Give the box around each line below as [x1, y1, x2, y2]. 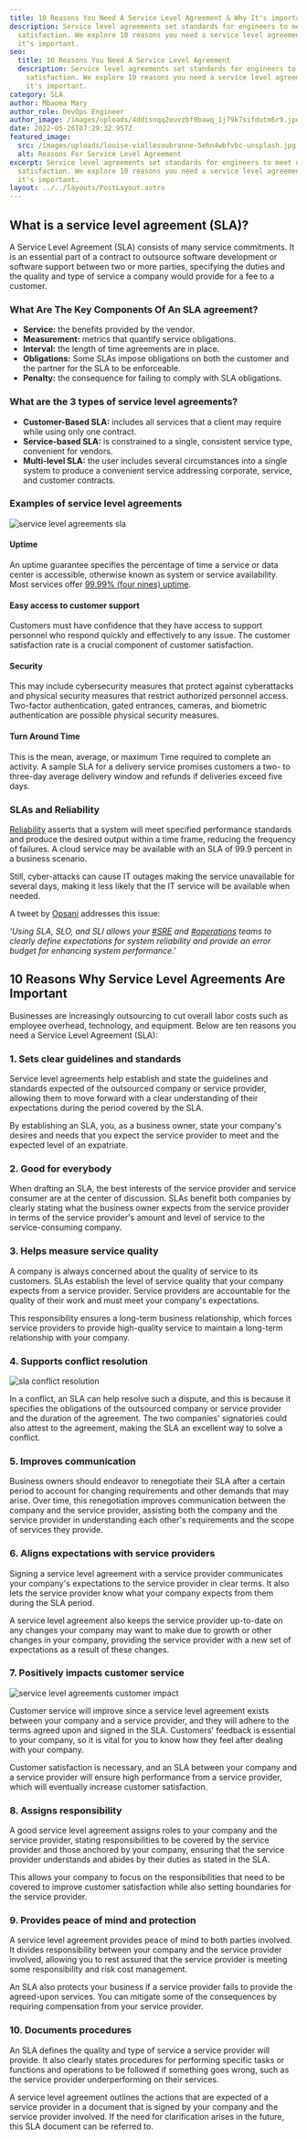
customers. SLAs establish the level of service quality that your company [9, 1275, 284, 1286]
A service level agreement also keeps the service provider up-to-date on [9, 1615, 283, 1626]
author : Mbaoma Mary [9, 98, 89, 108]
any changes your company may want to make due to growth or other [9, 1624, 272, 1635]
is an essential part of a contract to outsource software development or [9, 251, 278, 262]
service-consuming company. [9, 1222, 122, 1233]
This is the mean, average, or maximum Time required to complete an [9, 751, 271, 762]
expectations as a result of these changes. [9, 1643, 170, 1655]
